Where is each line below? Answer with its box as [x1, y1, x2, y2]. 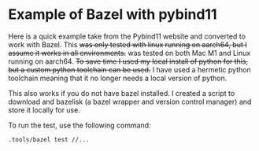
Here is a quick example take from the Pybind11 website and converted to [8, 31, 246, 41]
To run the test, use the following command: [8, 120, 151, 130]
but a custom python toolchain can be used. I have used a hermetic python [8, 64, 251, 74]
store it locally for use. [8, 105, 80, 115]
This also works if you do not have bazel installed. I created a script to [8, 88, 235, 98]
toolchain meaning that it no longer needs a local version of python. [8, 73, 228, 83]
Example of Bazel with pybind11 [8, 6, 217, 24]
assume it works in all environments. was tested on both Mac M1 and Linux [8, 48, 251, 57]
